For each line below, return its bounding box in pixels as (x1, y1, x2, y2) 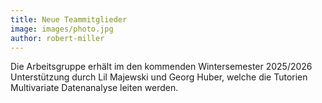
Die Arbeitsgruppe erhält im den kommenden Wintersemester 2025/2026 (10, 61, 313, 73)
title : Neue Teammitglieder (10, 14, 128, 25)
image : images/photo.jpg (10, 24, 114, 34)
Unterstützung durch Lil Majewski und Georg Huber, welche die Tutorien (10, 71, 308, 83)
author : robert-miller (10, 33, 105, 43)
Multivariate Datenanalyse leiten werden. (10, 82, 179, 94)
